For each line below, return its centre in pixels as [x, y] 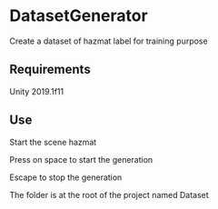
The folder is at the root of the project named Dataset [109, 194]
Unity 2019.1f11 [37, 91]
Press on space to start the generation [81, 159]
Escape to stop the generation [66, 177]
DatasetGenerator [79, 16]
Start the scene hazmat [53, 142]
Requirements [50, 70]
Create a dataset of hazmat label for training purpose [109, 41]
